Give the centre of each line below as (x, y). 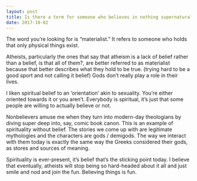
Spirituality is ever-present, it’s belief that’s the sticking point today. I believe (98, 160)
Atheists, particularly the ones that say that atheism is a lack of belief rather (97, 57)
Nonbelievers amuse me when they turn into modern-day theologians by (94, 117)
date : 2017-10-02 (27, 22)
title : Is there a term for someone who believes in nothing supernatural (99, 17)
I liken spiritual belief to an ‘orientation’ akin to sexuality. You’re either (89, 93)
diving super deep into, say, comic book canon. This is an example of (90, 123)
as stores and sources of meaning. (48, 148)
